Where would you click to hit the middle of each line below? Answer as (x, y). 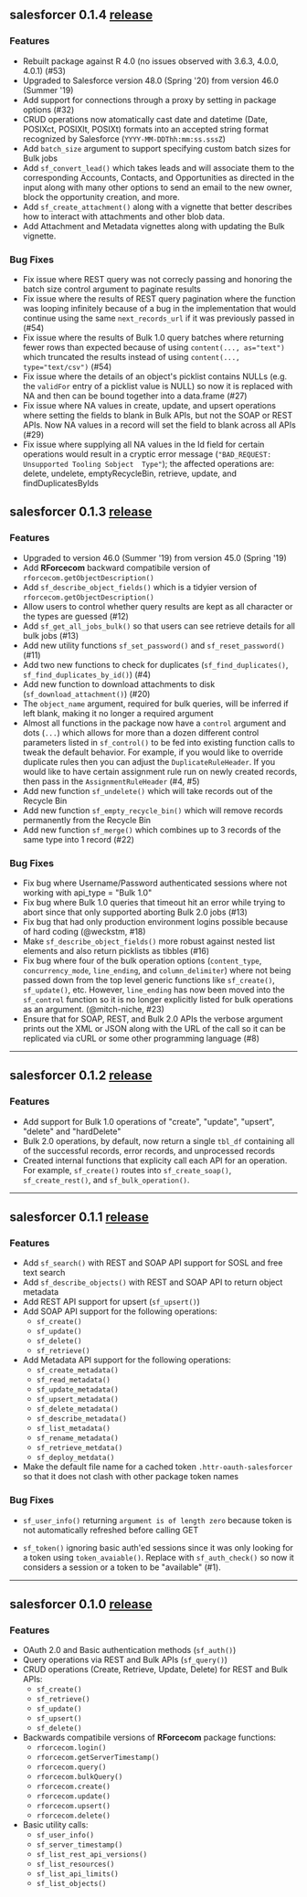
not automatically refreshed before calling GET (111, 1530)
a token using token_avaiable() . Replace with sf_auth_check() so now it (158, 1557)
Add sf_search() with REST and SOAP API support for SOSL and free (153, 1263)
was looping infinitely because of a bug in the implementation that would (159, 308)
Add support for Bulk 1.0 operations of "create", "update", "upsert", (148, 1121)
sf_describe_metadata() (82, 1419)
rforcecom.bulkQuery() (79, 1777)
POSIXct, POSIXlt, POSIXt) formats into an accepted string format (146, 129)
